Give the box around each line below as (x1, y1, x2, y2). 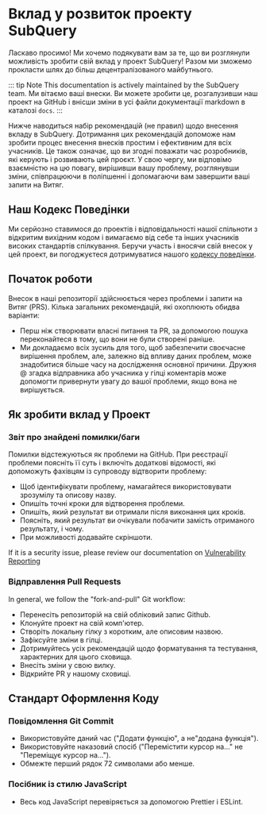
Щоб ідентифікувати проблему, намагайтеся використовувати (19, 482, 232, 492)
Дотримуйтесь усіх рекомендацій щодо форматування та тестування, (19, 643, 258, 653)
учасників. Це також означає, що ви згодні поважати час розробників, (8, 146, 249, 156)
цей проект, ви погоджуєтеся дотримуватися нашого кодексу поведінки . (8, 249, 256, 259)
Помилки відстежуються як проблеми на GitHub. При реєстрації (8, 449, 228, 459)
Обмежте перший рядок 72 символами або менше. (19, 759, 195, 769)
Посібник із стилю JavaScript (8, 779, 127, 790)
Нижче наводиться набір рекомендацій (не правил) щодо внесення (8, 121, 238, 130)
